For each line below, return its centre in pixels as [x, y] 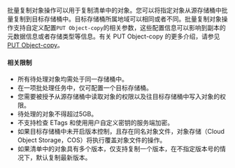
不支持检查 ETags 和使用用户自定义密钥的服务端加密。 [95, 123]
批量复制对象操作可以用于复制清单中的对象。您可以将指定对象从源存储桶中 [114, 10]
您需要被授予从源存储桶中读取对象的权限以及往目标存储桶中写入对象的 [119, 97]
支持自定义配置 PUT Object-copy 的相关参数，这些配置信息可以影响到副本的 [119, 28]
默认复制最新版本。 [64, 158]
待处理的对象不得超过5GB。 [57, 114]
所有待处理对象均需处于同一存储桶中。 [72, 79]
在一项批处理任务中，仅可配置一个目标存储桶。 [85, 88]
